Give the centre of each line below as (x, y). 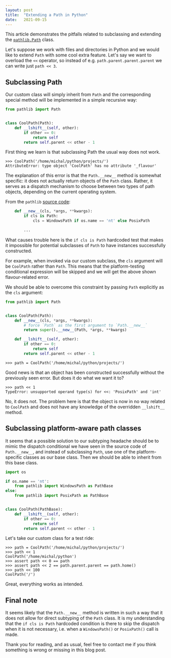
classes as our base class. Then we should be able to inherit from (92, 457)
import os (16, 472)
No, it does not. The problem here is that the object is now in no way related (85, 401)
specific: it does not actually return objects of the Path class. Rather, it (79, 181)
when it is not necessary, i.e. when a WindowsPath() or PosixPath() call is (82, 629)
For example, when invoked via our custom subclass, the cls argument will (84, 260)
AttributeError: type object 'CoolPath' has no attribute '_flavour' (81, 166)
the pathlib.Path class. (30, 40)
